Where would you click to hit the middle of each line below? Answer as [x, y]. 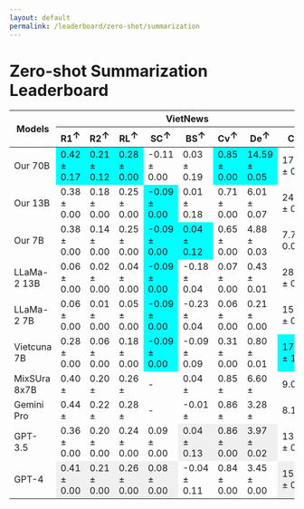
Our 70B [32, 166]
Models [33, 130]
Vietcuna [33, 347]
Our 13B [32, 203]
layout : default [40, 18]
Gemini [29, 404]
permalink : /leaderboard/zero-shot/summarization [105, 26]
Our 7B [29, 240]
